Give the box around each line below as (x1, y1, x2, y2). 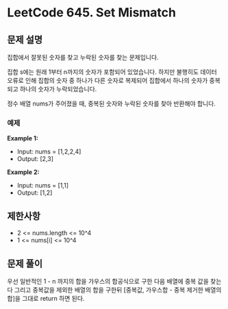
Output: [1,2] (16, 188, 53, 197)
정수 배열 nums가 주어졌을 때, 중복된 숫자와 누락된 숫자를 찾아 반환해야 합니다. (7, 99, 216, 108)
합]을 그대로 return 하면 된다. (7, 294, 85, 302)
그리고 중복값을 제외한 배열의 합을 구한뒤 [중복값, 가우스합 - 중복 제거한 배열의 (14, 286, 222, 294)
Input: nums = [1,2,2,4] (16, 147, 81, 156)
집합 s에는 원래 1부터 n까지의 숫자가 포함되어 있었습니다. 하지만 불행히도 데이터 (7, 68, 217, 76)
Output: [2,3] (16, 155, 53, 163)
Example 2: (7, 168, 40, 176)
